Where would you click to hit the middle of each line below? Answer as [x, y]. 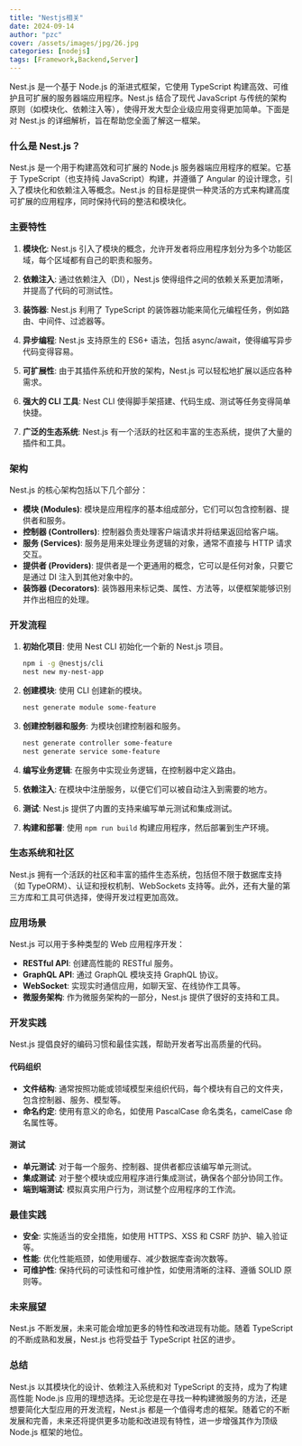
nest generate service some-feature [91, 751]
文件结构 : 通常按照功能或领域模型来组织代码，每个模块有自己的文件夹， [155, 1088]
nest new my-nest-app [63, 672]
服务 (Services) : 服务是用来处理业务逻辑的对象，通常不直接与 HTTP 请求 [157, 542]
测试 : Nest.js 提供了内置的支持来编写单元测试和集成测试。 [129, 808]
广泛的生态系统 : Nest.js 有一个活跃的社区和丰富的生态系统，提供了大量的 [157, 431]
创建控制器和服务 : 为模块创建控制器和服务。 [104, 726]
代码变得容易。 [50, 351]
